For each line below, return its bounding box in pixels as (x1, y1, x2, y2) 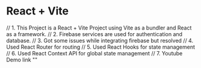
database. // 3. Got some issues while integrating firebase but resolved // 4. (6, 37, 194, 44)
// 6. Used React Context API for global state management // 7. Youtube (6, 49, 183, 57)
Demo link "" (6, 56, 38, 63)
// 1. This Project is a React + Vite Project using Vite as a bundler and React (6, 24, 192, 31)
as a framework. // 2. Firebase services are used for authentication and (6, 30, 182, 37)
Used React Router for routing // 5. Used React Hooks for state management (6, 43, 196, 51)
